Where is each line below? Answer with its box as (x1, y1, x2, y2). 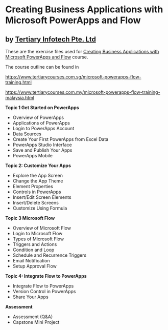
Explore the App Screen (12, 173, 63, 178)
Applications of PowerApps (12, 120, 70, 126)
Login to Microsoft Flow (12, 231, 63, 236)
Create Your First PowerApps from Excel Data (12, 136, 109, 142)
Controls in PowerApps (12, 189, 61, 195)
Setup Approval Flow (12, 263, 57, 269)
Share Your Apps (12, 294, 49, 300)
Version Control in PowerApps (12, 288, 76, 294)
